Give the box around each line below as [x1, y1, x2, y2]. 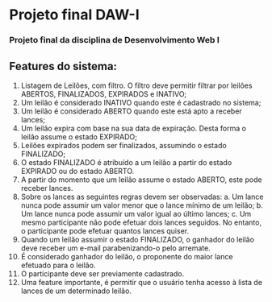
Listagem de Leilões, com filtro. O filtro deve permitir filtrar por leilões [20, 81, 253, 90]
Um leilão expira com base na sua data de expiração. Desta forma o [20, 123, 247, 133]
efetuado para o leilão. [20, 260, 96, 270]
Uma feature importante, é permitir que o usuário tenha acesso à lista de [20, 277, 263, 287]
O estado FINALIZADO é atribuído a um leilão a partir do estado [20, 157, 232, 167]
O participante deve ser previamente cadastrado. [20, 268, 185, 279]
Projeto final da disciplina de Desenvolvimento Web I [9, 35, 220, 46]
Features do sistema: [9, 59, 118, 73]
